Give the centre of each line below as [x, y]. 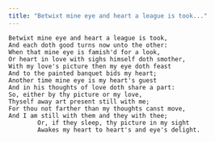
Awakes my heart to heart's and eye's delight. [119, 130]
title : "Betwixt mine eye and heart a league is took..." [108, 16]
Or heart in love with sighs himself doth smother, [97, 59]
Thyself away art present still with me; [79, 102]
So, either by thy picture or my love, [76, 94]
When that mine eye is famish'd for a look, [84, 52]
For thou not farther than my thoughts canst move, [97, 109]
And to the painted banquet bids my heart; [83, 73]
